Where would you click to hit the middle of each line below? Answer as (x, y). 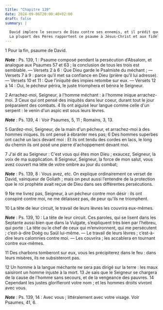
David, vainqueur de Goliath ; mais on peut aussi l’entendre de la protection (80, 179)
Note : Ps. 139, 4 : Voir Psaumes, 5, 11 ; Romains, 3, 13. (59, 120)
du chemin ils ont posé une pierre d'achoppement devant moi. (67, 145)
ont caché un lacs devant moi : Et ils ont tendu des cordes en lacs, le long (79, 139)
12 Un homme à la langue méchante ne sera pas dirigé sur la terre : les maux (81, 267)
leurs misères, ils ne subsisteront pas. (43, 258)
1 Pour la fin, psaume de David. (36, 50)
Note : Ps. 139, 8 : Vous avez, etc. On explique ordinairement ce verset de (79, 174)
